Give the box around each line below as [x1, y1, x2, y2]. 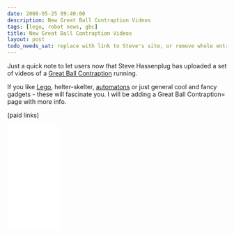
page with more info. [7, 98, 67, 105]
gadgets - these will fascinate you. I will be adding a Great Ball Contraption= [7, 90, 226, 98]
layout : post [7, 36, 45, 43]
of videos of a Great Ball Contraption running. [7, 69, 138, 77]
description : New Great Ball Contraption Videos [7, 17, 151, 24]
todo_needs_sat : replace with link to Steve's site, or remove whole [7, 43, 214, 50]
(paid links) [7, 111, 40, 119]
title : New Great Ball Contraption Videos [7, 29, 132, 37]
